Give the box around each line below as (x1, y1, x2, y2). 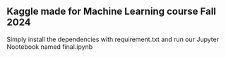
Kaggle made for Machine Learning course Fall (6, 6, 217, 17)
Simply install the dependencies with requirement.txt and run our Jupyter (6, 35, 220, 43)
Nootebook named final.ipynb (6, 42, 93, 51)
